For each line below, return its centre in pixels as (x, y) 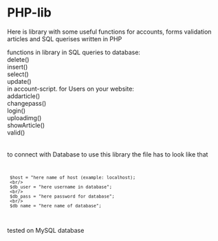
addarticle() (24, 96)
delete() (18, 59)
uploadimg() (24, 117)
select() (18, 74)
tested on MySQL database (46, 230)
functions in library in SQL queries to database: (74, 52)
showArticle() (26, 125)
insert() (18, 67)
